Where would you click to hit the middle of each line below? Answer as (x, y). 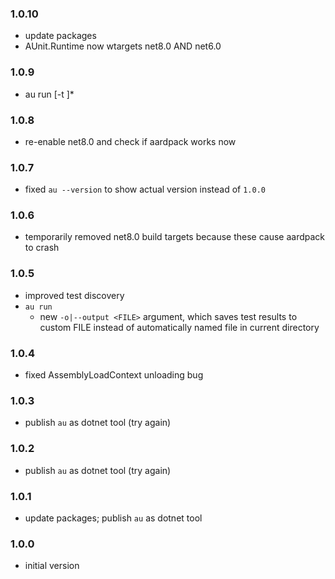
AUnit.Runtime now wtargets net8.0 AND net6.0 (123, 46)
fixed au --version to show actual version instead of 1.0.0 (145, 189)
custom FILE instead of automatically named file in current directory (179, 327)
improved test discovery (74, 295)
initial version (52, 566)
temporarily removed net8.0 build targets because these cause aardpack (175, 237)
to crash (42, 248)
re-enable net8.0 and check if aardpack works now (130, 141)
